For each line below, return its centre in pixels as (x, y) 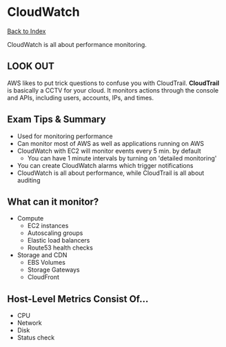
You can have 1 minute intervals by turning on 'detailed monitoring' (122, 158)
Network (30, 323)
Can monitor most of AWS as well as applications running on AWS (111, 143)
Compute (30, 218)
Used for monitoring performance (65, 136)
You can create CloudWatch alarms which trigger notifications (105, 165)
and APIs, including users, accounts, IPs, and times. (81, 97)
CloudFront (43, 277)
